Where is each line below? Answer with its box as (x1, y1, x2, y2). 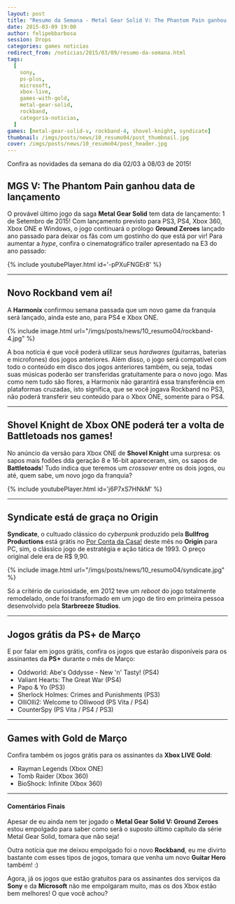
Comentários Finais (7, 802, 65, 810)
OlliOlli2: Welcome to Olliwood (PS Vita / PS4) (17, 698, 149, 707)
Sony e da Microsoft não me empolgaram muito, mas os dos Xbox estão (7, 882, 217, 890)
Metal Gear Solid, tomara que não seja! (7, 833, 120, 841)
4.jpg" (7, 334, 25, 342)
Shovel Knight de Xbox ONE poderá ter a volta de (7, 419, 225, 431)
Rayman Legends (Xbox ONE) (17, 765, 104, 772)
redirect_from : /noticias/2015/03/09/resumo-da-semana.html (7, 50, 187, 57)
